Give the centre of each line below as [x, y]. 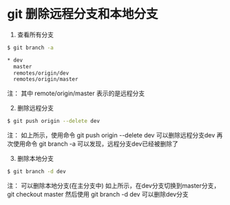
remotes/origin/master [46, 79]
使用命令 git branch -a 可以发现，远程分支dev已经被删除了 [96, 144]
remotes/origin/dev [41, 73]
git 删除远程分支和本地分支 [83, 14]
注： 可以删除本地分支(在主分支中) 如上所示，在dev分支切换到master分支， [114, 186]
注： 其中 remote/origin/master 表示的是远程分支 [76, 93]
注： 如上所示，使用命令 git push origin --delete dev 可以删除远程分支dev [111, 135]
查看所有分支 [35, 35]
